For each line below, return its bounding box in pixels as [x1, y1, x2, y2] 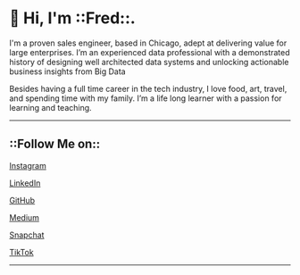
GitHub [9, 195, 36, 205]
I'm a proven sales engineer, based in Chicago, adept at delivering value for [9, 37, 287, 48]
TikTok [9, 246, 34, 257]
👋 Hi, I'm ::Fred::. [9, 8, 136, 29]
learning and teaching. [9, 102, 92, 112]
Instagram [9, 160, 46, 171]
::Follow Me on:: [9, 137, 101, 152]
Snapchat [9, 229, 45, 240]
